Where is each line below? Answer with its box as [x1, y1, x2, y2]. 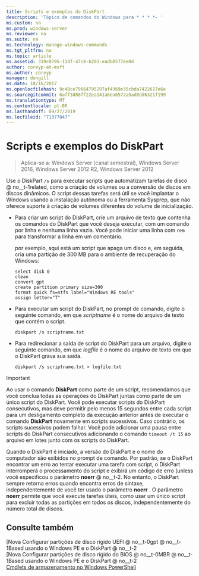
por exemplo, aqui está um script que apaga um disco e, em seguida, [14, 245, 184, 252]
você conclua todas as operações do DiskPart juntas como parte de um [6, 393, 182, 400]
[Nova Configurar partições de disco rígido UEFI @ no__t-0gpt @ [6, 538, 165, 545]
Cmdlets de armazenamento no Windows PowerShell [6, 563, 137, 571]
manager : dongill [6, 75, 49, 81]
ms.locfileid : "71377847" [6, 114, 70, 120]
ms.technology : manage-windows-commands [6, 42, 108, 48]
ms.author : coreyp [6, 70, 52, 76]
